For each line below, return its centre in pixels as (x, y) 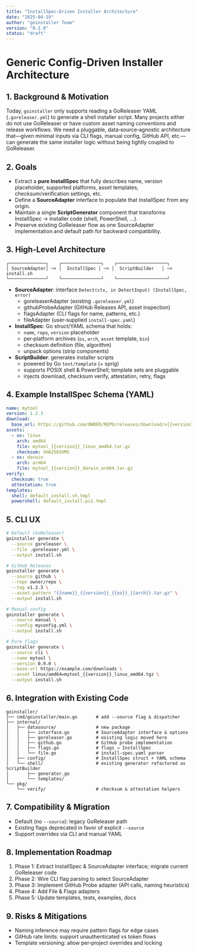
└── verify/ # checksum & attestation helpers (99, 789)
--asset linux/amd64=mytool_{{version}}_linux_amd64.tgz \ (85, 675)
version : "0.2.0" (27, 28)
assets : (16, 430)
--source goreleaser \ (39, 544)
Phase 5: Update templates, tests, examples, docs (75, 898)
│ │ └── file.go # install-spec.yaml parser (85, 753)
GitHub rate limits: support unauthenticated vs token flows (85, 937)
